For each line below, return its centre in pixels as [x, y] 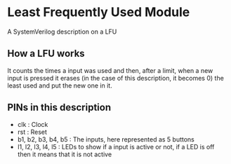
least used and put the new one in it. [60, 86]
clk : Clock [33, 124]
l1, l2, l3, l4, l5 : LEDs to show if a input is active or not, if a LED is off [116, 146]
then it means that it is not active [65, 154]
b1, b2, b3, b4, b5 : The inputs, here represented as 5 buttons [106, 139]
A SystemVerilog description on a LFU [62, 32]
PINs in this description [59, 108]
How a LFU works [46, 54]
